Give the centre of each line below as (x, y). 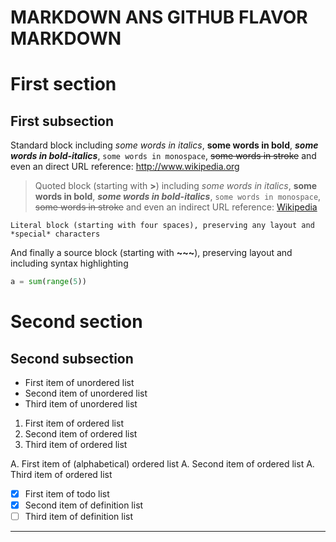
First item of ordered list (74, 423)
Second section (76, 322)
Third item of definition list (79, 517)
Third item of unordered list (81, 404)
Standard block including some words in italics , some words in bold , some (164, 145)
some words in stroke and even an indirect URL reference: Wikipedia (176, 207)
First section (63, 84)
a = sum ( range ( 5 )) (48, 282)
